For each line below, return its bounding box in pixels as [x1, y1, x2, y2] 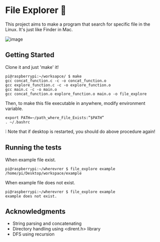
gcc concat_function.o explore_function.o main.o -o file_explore [5, 91, 147, 96]
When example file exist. [5, 157, 56, 163]
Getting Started [5, 51, 55, 59]
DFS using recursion [12, 231, 55, 237]
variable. [5, 105, 24, 111]
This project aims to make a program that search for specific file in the [5, 21, 150, 27]
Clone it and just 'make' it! [5, 64, 59, 70]
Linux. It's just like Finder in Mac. [5, 26, 73, 32]
